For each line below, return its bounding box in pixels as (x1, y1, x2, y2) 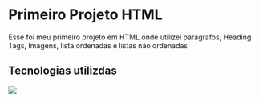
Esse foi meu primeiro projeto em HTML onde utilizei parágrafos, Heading (8, 32, 252, 42)
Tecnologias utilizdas (8, 64, 118, 78)
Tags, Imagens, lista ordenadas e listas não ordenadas (8, 40, 188, 50)
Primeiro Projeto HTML (8, 6, 163, 24)
